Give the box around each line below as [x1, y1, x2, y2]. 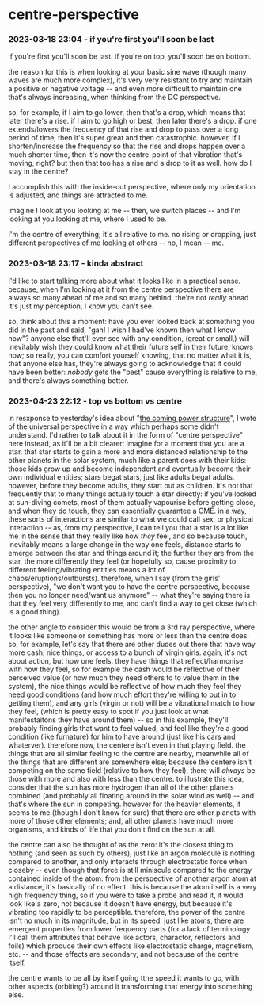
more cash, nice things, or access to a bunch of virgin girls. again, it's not [8, 648, 248, 657]
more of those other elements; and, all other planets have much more [8, 817, 234, 826]
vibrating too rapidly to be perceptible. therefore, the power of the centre [8, 908, 246, 917]
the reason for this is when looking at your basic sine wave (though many [8, 67, 247, 77]
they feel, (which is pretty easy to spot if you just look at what [8, 707, 209, 717]
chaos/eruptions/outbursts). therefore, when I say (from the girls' [8, 573, 221, 583]
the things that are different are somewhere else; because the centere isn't [8, 757, 252, 767]
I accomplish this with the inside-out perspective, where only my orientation [8, 182, 256, 192]
